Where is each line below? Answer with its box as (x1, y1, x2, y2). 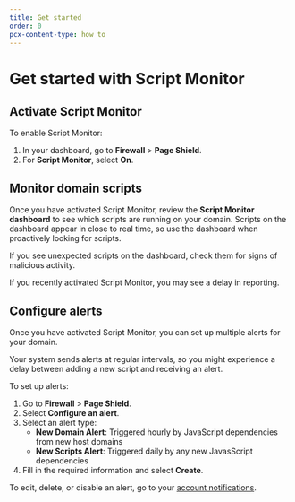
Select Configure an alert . (21, 408, 120, 418)
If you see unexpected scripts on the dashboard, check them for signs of (9, 250, 278, 261)
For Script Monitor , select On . (21, 154, 134, 166)
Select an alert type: (21, 418, 97, 428)
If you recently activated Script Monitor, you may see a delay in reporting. (9, 277, 280, 288)
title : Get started (9, 13, 82, 22)
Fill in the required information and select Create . (21, 465, 204, 475)
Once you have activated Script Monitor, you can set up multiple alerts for (9, 327, 281, 337)
